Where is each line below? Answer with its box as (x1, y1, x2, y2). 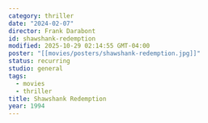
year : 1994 (8, 102, 45, 110)
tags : (8, 72, 27, 80)
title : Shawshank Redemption (8, 95, 107, 103)
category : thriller (8, 11, 74, 20)
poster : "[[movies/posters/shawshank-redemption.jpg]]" (8, 49, 201, 57)
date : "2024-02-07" (8, 19, 74, 28)
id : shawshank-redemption (8, 34, 96, 43)
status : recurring (8, 57, 70, 66)
